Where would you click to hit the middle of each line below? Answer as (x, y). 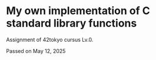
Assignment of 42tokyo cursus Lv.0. (50, 39)
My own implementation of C (78, 11)
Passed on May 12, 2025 (36, 51)
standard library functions (72, 23)
